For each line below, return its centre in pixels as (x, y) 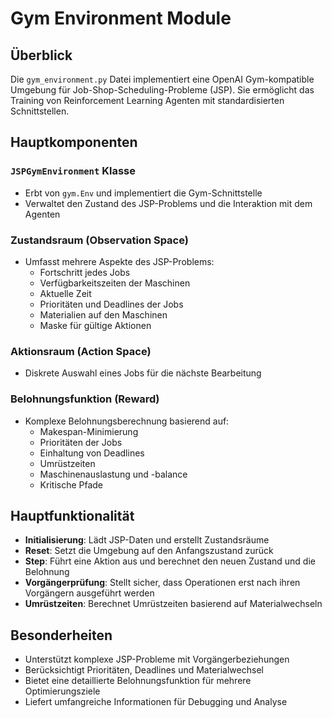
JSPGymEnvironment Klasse (73, 171)
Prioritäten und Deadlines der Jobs (111, 304)
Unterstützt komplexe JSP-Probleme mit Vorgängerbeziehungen (157, 659)
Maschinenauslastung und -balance (113, 474)
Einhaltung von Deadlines (92, 453)
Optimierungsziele (62, 691)
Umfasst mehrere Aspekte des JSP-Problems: (119, 261)
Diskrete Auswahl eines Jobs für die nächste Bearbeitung (143, 373)
